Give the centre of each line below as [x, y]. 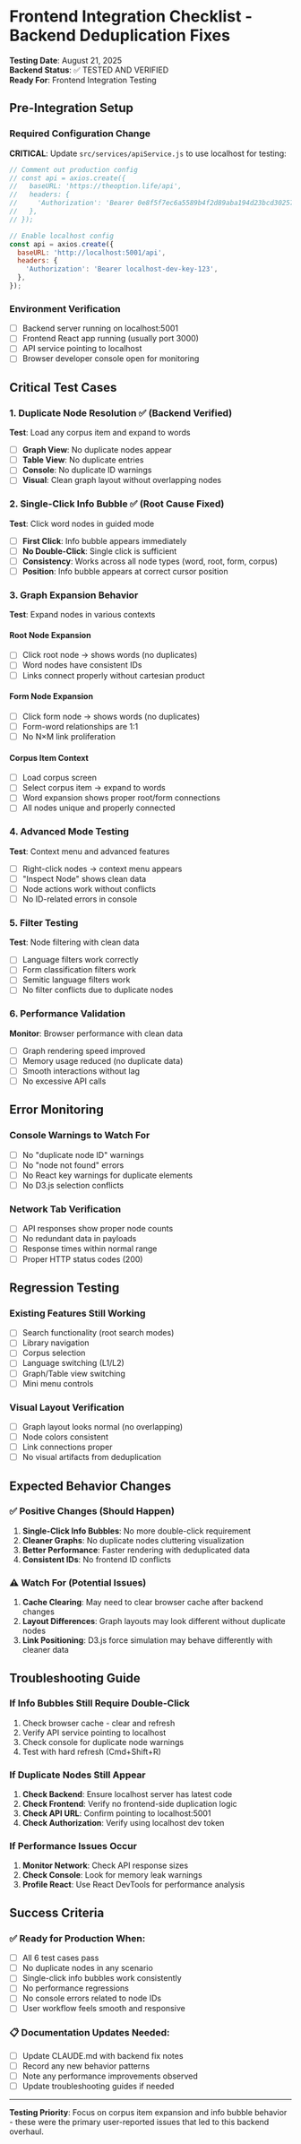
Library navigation [56, 1343]
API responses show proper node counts [98, 1229]
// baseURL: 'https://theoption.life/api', [95, 186]
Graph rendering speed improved [84, 1050]
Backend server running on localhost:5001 [100, 328]
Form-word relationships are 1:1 [80, 726]
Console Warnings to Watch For [80, 1136]
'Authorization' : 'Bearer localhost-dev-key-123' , [122, 269]
